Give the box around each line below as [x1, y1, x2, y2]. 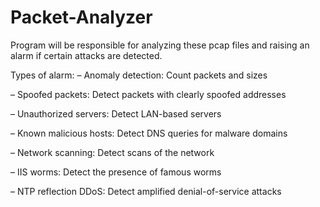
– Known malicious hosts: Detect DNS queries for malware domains [10, 127, 288, 139]
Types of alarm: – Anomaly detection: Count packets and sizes [10, 69, 268, 81]
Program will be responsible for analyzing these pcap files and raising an [10, 39, 310, 51]
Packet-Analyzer [10, 6, 153, 29]
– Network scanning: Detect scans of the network [10, 146, 215, 158]
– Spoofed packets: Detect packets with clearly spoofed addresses [10, 88, 287, 100]
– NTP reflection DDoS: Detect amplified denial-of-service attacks [10, 185, 282, 197]
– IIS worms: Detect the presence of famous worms [10, 166, 222, 178]
